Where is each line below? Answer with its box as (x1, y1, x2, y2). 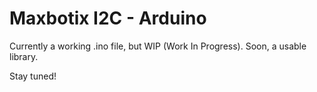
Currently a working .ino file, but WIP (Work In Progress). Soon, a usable (9, 40, 307, 52)
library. (9, 50, 39, 62)
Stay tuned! (9, 70, 57, 82)
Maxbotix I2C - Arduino (9, 7, 207, 30)
